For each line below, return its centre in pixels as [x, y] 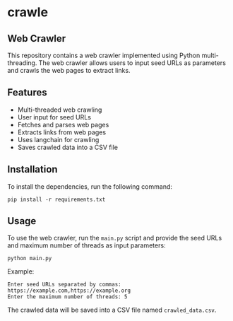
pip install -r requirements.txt [56, 199]
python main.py [30, 259]
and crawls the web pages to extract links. [69, 70]
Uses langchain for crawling [58, 139]
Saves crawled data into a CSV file [68, 147]
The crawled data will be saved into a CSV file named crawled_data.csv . [112, 310]
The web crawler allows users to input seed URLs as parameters [132, 63]
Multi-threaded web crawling [60, 110]
